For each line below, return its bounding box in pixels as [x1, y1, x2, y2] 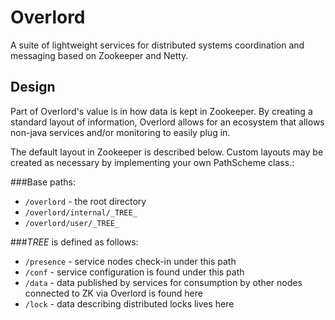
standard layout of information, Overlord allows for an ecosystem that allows [10, 116, 325, 128]
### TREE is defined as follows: [10, 236, 139, 248]
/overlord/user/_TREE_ [24, 218, 120, 228]
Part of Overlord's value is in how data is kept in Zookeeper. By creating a [10, 105, 313, 117]
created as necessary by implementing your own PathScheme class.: [10, 156, 295, 168]
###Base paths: [10, 176, 76, 188]
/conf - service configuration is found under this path [24, 266, 245, 278]
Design [10, 79, 56, 96]
